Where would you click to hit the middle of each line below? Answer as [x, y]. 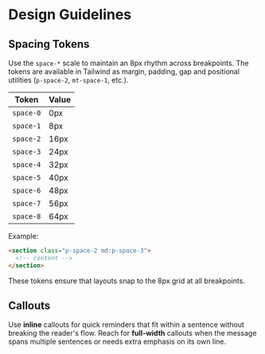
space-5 [27, 178]
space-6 [27, 191]
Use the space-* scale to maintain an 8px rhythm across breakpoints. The [129, 63]
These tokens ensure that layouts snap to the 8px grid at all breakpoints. [127, 281]
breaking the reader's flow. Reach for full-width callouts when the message [132, 333]
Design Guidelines [70, 15]
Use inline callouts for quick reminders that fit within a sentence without [127, 325]
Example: [23, 236]
